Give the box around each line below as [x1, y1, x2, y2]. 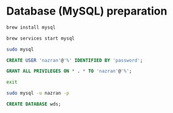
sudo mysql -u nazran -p [6, 90, 69, 97]
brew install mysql [6, 24, 56, 30]
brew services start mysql [6, 35, 75, 41]
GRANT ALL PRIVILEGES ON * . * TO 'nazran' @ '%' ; [6, 68, 132, 74]
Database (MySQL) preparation [6, 4, 168, 18]
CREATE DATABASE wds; [6, 101, 62, 108]
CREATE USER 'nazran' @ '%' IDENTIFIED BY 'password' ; [6, 57, 143, 63]
